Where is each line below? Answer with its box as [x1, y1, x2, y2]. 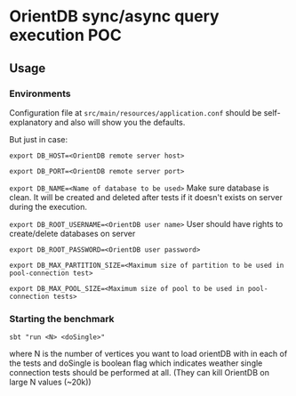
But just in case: [9, 133, 68, 144]
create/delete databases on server [9, 228, 136, 238]
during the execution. [9, 201, 87, 212]
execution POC [9, 25, 122, 45]
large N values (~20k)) [9, 376, 92, 388]
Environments [9, 87, 71, 100]
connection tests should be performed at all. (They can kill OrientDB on [9, 368, 269, 378]
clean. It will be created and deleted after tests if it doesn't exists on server [9, 191, 283, 202]
